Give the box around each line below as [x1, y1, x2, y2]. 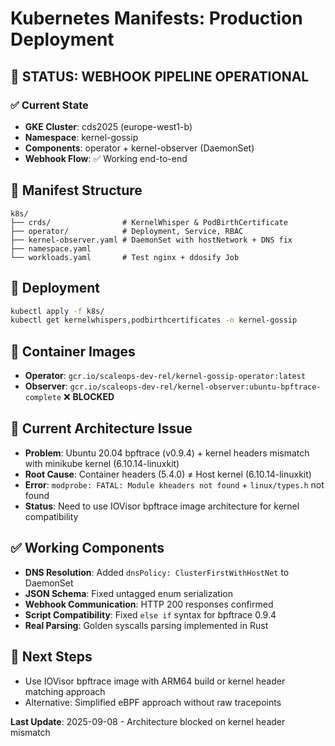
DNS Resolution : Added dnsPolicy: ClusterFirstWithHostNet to [24, 566, 290, 578]
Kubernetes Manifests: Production [10, 7, 303, 30]
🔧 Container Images [10, 343, 136, 360]
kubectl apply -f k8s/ [10, 306, 105, 316]
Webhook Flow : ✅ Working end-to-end [24, 152, 188, 164]
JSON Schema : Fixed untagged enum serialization [24, 587, 233, 599]
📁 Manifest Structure [10, 182, 143, 199]
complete [24, 393, 62, 403]
